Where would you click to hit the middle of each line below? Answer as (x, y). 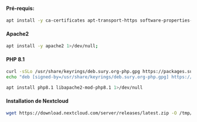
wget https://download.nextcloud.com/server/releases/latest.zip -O (91, 113)
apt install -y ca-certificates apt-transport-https (72, 20)
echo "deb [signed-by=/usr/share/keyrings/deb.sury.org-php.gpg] (87, 77)
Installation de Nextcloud (37, 101)
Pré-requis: (20, 8)
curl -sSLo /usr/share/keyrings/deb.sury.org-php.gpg (73, 72)
